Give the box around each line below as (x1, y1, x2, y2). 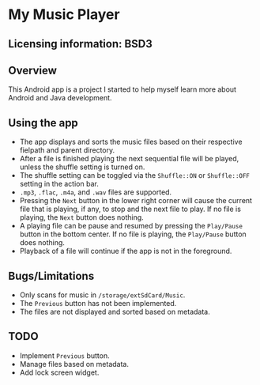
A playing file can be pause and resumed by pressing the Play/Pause (19, 221, 243, 231)
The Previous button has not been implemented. (19, 299, 177, 308)
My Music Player (8, 6, 120, 24)
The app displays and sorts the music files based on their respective (19, 137, 243, 147)
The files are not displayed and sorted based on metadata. (19, 307, 211, 317)
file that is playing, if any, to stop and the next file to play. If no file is (19, 204, 241, 214)
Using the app (8, 116, 79, 130)
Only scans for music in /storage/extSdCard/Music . (19, 290, 186, 300)
